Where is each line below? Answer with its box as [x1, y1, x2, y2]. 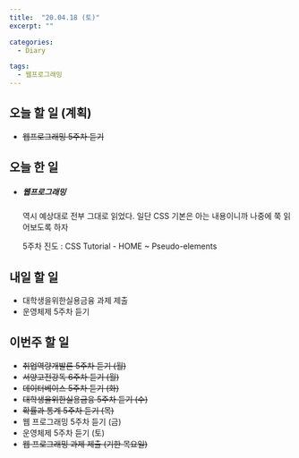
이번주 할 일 [9, 335, 70, 350]
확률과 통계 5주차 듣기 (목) [21, 404, 115, 416]
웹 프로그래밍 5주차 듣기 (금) [21, 416, 122, 427]
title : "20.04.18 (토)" [9, 13, 100, 22]
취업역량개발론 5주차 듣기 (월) [21, 360, 127, 371]
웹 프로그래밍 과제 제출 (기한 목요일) [21, 438, 148, 449]
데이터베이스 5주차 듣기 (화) [21, 382, 119, 394]
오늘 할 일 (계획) [9, 106, 92, 121]
